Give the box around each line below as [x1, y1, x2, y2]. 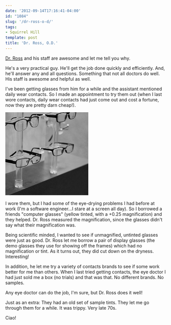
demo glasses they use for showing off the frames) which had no [5, 242, 142, 248]
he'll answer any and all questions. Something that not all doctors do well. [5, 70, 160, 77]
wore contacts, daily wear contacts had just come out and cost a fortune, [5, 96, 159, 103]
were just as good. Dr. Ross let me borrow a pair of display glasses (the [5, 237, 155, 243]
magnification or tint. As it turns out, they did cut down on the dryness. [5, 248, 154, 254]
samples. [5, 280, 25, 286]
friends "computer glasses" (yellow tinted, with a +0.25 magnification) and [5, 211, 162, 217]
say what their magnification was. [5, 222, 76, 228]
